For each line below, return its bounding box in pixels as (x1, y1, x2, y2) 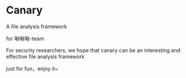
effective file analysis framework (6, 53, 85, 60)
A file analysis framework (6, 23, 67, 30)
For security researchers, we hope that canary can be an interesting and (6, 46, 181, 53)
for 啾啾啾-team (6, 35, 44, 42)
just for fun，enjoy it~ (6, 65, 58, 72)
